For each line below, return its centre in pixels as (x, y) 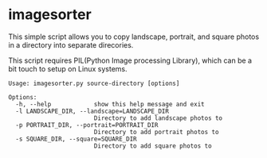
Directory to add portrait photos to (156, 132)
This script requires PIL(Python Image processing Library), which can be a (130, 60)
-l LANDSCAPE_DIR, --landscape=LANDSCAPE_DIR (92, 111)
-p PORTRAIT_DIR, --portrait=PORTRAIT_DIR (87, 125)
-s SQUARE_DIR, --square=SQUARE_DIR (76, 139)
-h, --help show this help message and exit (110, 104)
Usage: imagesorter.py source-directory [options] (94, 83)
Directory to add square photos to (153, 146)
